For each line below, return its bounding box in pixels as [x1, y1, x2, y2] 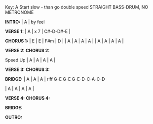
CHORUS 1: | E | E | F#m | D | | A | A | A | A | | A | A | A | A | [5, 38, 124, 44]
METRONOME [5, 9, 34, 15]
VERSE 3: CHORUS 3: [5, 66, 50, 72]
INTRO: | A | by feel [5, 19, 45, 25]
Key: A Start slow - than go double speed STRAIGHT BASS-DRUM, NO [5, 4, 149, 10]
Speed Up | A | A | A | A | [5, 57, 56, 63]
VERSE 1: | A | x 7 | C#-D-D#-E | [5, 29, 71, 34]
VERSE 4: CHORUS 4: [5, 95, 50, 101]
